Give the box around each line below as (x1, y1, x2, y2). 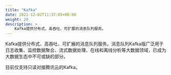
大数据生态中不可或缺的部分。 (5, 54, 68, 60)
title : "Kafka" (5, 7, 38, 13)
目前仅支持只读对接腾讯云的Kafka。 (5, 64, 80, 70)
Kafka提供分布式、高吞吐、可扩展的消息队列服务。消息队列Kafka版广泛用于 (5, 41, 164, 47)
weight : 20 (5, 17, 29, 22)
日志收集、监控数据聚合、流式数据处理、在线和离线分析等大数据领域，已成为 (5, 47, 166, 53)
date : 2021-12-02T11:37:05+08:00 (5, 12, 77, 17)
